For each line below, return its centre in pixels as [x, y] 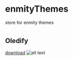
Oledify [17, 41]
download [15, 53]
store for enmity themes [30, 22]
